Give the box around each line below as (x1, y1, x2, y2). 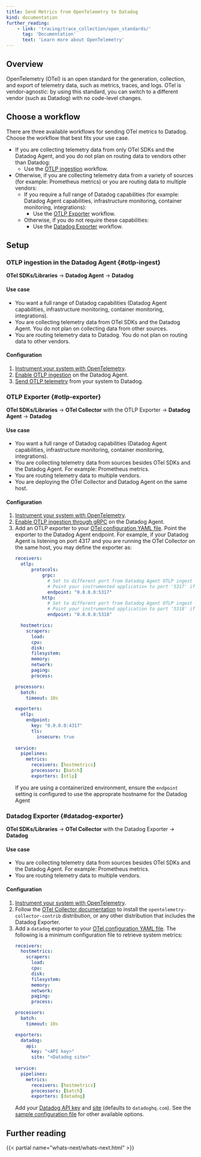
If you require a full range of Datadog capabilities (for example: (23, 190, 179, 198)
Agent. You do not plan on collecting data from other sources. (14, 325, 168, 332)
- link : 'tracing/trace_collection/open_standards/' (17, 25, 152, 32)
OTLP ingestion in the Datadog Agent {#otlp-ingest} (6, 258, 161, 266)
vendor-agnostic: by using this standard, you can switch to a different (6, 88, 178, 95)
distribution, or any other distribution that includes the (62, 912, 196, 919)
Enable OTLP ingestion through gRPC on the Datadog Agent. (14, 518, 165, 525)
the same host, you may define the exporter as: (14, 544, 132, 551)
